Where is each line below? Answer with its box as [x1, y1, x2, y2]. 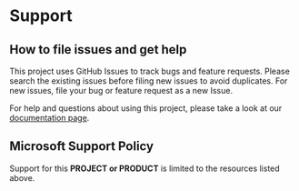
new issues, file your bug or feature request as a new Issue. [9, 85, 234, 95]
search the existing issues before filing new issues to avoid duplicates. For [9, 75, 288, 86]
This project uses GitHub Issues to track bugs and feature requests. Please [9, 65, 291, 76]
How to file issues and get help [9, 42, 187, 57]
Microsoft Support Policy [9, 138, 154, 155]
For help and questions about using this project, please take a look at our [9, 103, 283, 114]
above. [9, 172, 35, 183]
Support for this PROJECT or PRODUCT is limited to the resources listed [9, 163, 280, 174]
